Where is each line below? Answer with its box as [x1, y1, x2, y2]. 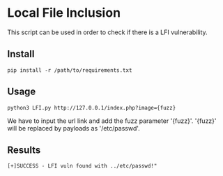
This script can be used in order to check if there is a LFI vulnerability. [7, 28, 208, 36]
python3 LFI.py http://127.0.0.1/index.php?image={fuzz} [7, 104, 176, 111]
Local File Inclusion [7, 5, 121, 21]
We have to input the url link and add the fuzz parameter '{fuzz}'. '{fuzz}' [7, 117, 217, 125]
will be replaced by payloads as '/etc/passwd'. [7, 124, 141, 132]
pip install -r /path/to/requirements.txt [7, 66, 132, 74]
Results [7, 144, 41, 156]
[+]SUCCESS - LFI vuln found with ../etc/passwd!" [7, 163, 157, 170]
